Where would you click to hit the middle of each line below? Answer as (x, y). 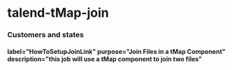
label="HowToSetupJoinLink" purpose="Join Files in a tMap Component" (116, 51)
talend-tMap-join (58, 13)
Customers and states (46, 35)
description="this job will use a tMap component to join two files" (105, 59)
